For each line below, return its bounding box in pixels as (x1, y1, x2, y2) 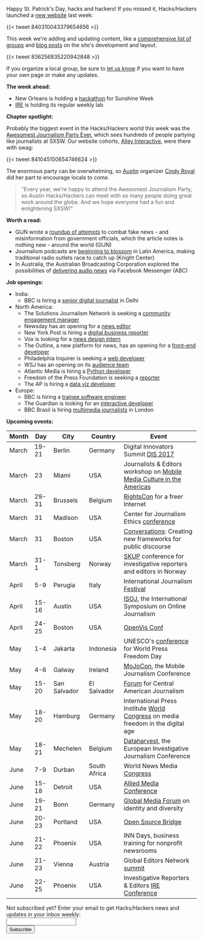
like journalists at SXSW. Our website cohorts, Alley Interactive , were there (6, 137, 192, 145)
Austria (88, 860, 110, 868)
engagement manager (24, 316, 80, 323)
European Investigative (123, 744, 189, 752)
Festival (123, 585, 146, 593)
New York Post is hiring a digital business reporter (24, 329, 149, 336)
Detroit (53, 783, 73, 791)
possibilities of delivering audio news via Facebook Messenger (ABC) (14, 267, 188, 274)
